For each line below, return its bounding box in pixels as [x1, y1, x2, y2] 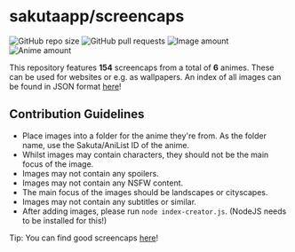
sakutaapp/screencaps [9, 6, 185, 27]
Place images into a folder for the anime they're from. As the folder [21, 130, 267, 141]
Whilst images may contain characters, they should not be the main [21, 149, 269, 160]
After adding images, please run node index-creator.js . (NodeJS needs [21, 206, 287, 217]
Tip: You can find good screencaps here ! [9, 232, 159, 243]
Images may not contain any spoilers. [21, 168, 160, 178]
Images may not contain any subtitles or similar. [21, 196, 197, 207]
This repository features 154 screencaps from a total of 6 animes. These [9, 62, 275, 73]
